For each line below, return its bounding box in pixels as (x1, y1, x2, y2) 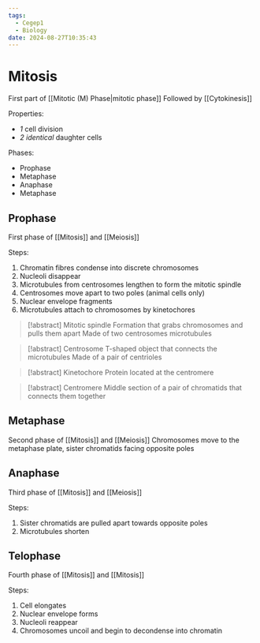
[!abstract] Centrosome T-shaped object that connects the (27, 344, 218, 353)
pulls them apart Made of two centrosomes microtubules (27, 329, 213, 338)
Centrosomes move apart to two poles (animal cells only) (19, 288, 205, 297)
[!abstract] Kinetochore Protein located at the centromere (27, 368, 214, 377)
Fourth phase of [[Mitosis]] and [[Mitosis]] (8, 570, 144, 580)
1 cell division (19, 124, 63, 134)
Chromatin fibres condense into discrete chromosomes (19, 263, 199, 273)
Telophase (8, 550, 61, 563)
